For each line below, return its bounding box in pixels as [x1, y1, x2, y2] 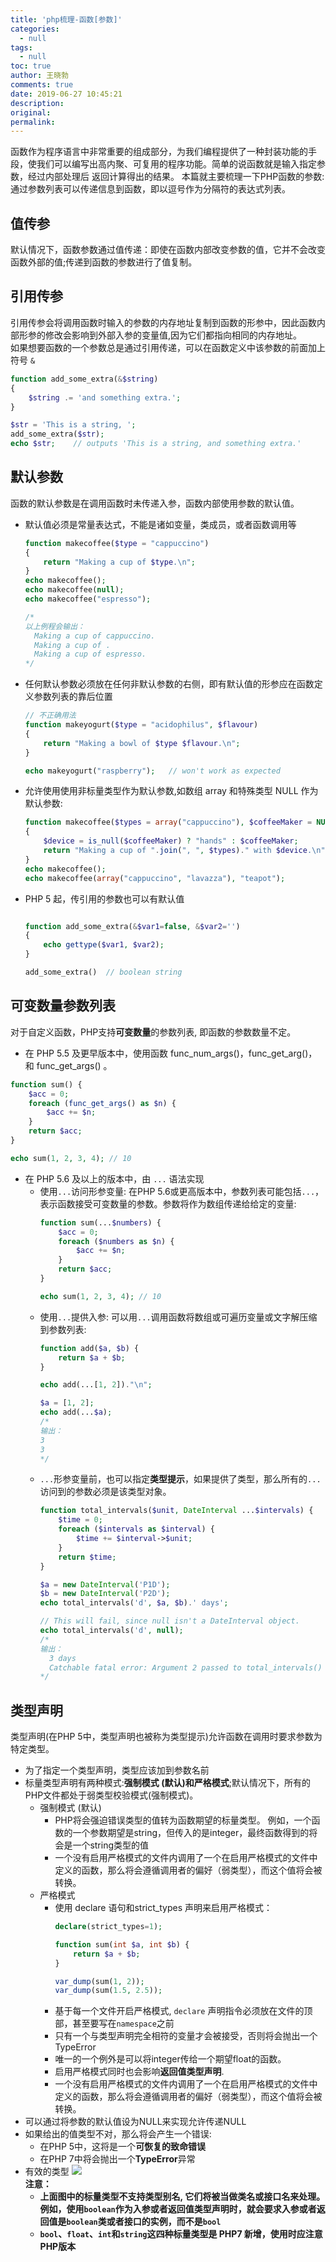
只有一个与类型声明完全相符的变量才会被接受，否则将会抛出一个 [54, 2030, 318, 2042]
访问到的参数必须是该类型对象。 [39, 1486, 172, 1498]
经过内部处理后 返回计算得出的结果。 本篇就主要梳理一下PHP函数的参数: [27, 171, 325, 183]
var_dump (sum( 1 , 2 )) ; [54, 1976, 145, 1986]
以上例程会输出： [24, 621, 85, 631]
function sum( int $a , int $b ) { [54, 1939, 190, 1950]
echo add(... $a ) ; [39, 1407, 113, 1418]
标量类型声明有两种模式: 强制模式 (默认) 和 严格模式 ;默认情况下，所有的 [24, 1777, 311, 1789]
